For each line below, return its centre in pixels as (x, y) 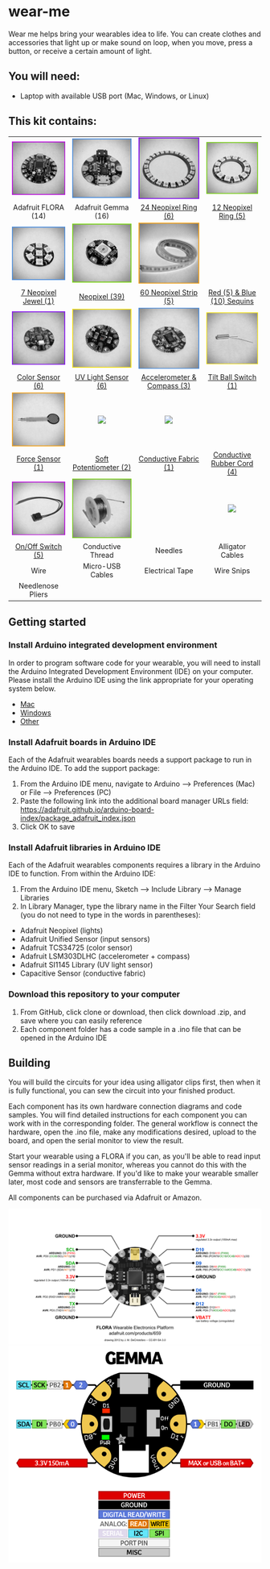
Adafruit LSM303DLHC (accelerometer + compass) (105, 956)
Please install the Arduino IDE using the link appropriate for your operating (131, 680)
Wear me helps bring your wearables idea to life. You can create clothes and (135, 34)
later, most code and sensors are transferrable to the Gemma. (110, 1182)
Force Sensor (39, 459)
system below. (32, 689)
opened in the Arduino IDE (63, 1038)
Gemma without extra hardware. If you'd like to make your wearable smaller (133, 1174)
